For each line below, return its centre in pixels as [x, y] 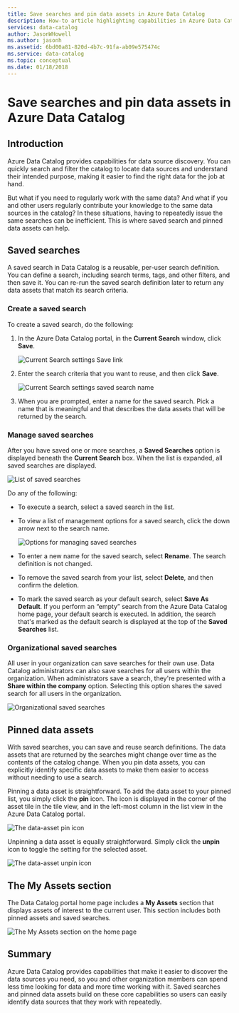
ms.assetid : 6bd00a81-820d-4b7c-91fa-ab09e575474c [84, 47]
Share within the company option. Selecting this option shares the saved [115, 686]
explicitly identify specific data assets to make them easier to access [108, 770]
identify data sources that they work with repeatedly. [85, 1002]
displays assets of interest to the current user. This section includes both [114, 910]
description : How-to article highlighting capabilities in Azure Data [114, 21]
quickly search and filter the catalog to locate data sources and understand [117, 168]
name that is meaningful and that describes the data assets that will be [121, 408]
